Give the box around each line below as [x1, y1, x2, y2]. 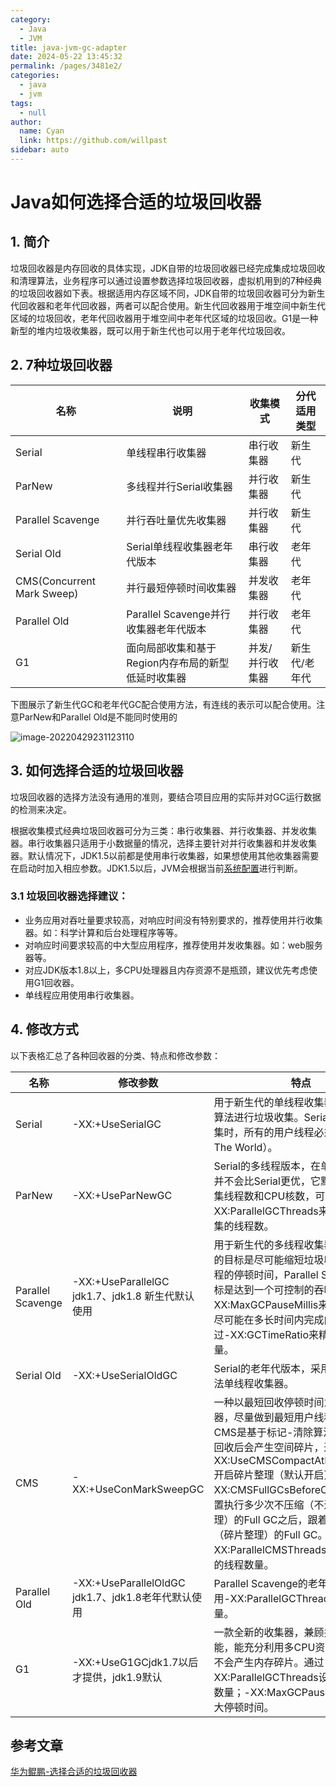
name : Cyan [19, 126, 65, 136]
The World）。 [213, 1140, 278, 1154]
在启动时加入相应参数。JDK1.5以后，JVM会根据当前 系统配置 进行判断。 [10, 862, 303, 874]
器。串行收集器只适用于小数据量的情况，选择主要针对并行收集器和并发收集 [10, 837, 317, 849]
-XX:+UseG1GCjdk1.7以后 [71, 1655, 199, 1669]
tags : [10, 98, 33, 108]
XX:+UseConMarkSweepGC [71, 1482, 205, 1496]
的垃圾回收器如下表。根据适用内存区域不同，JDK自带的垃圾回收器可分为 [10, 287, 308, 299]
